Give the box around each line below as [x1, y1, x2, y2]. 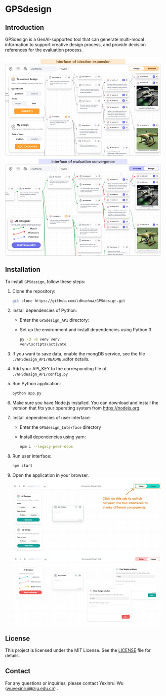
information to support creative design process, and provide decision [5, 42, 146, 48]
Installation [5, 265, 41, 274]
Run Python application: [12, 381, 61, 387]
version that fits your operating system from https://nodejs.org [12, 405, 140, 411]
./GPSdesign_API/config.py [12, 372, 68, 377]
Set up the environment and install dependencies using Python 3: [19, 326, 153, 333]
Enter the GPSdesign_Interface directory [19, 424, 101, 430]
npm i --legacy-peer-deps [19, 444, 73, 449]
